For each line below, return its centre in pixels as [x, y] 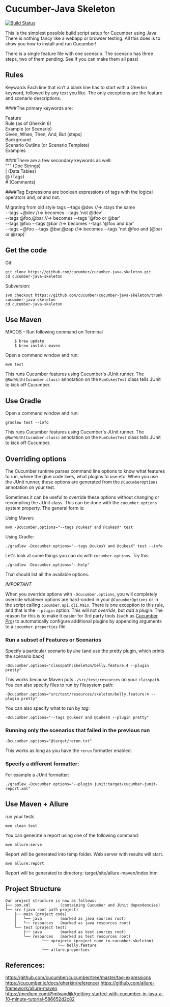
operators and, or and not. [33, 197]
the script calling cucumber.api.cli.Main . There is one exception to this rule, [85, 605]
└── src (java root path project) [42, 910]
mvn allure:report [25, 863]
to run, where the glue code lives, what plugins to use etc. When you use [82, 476]
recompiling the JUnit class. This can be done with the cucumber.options [81, 502]
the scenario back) [25, 656]
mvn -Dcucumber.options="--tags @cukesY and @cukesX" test [69, 527]
